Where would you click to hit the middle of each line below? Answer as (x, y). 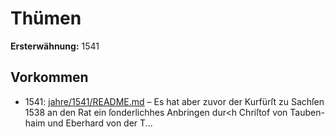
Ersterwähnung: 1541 (55, 46)
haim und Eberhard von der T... (88, 123)
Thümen (46, 18)
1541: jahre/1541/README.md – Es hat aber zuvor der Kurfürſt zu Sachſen (174, 101)
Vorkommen (49, 77)
